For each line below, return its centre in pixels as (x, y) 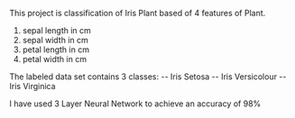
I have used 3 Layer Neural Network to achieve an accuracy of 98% (135, 104)
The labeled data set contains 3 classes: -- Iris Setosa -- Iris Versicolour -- (148, 77)
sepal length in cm (57, 30)
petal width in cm (55, 59)
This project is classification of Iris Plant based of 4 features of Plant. (138, 13)
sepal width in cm (55, 40)
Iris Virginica (32, 86)
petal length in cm (56, 50)
